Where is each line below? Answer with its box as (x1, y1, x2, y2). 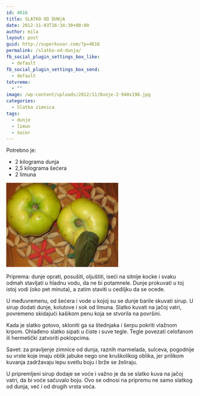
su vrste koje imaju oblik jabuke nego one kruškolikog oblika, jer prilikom (6, 352, 184, 360)
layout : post (6, 35, 39, 41)
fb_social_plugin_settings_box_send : (6, 66, 100, 72)
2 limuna (14, 171, 36, 178)
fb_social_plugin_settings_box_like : (6, 54, 100, 60)
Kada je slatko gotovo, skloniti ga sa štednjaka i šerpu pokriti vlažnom (6, 322, 177, 329)
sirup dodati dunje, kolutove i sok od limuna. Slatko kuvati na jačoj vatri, (6, 304, 182, 311)
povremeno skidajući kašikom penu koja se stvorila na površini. (6, 310, 162, 317)
